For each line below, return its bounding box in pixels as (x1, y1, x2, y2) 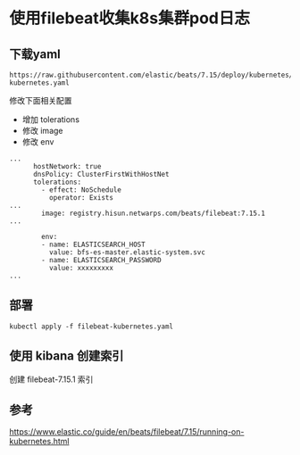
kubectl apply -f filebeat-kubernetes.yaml (9, 322, 174, 331)
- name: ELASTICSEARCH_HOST (41, 240, 146, 249)
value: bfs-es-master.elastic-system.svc (48, 248, 205, 257)
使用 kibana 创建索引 (9, 349, 124, 364)
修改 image (21, 126, 63, 136)
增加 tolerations (21, 114, 80, 125)
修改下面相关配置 (9, 95, 72, 105)
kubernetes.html (9, 436, 70, 447)
